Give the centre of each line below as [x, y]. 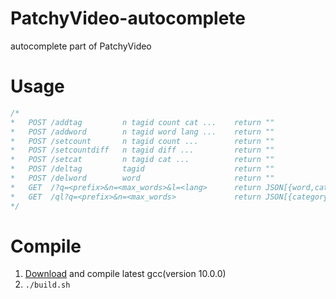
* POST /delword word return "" [142, 178]
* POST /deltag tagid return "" [142, 169]
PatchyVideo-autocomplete [128, 18]
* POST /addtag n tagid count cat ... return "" [142, 122]
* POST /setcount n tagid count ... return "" [142, 141]
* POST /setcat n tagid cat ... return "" [142, 160]
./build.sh [47, 285]
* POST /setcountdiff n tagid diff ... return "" [142, 150]
